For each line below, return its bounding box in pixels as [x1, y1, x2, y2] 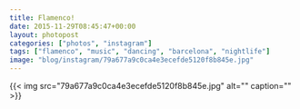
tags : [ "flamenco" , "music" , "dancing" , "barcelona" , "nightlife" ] [9, 47, 271, 56]
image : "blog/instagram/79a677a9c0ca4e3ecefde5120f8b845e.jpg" [9, 55, 255, 64]
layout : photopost [9, 30, 79, 39]
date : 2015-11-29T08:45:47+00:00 [9, 22, 136, 31]
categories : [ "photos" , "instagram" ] [9, 38, 153, 48]
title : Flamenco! [9, 13, 75, 23]
